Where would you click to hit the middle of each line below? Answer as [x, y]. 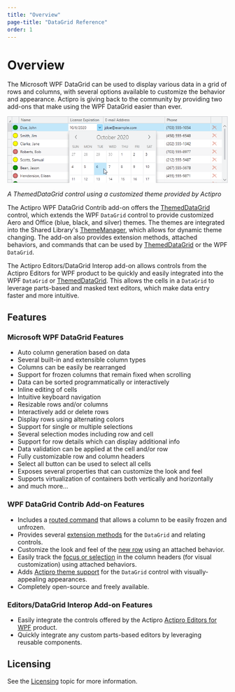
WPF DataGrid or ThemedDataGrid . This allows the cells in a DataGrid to [111, 281]
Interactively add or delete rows [63, 412]
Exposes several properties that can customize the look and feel [110, 472]
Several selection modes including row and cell [85, 435]
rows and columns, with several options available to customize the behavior [116, 92]
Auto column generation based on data [74, 353]
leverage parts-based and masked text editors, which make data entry [108, 288]
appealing [32, 579]
